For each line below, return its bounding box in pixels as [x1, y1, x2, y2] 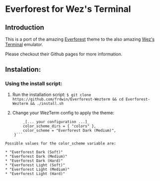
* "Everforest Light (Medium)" [5, 167, 70, 172]
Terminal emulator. [5, 42, 43, 47]
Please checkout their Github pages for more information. [5, 51, 123, 57]
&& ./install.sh [30, 101, 64, 106]
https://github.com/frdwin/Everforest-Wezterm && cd [12, 96, 124, 102]
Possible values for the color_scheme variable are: [5, 141, 116, 146]
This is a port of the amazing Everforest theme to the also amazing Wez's [5, 36, 155, 42]
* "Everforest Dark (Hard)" [5, 158, 63, 163]
